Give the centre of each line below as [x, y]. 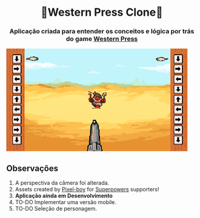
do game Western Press [102, 39]
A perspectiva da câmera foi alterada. [62, 183]
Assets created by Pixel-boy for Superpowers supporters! [87, 190]
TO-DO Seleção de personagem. [56, 209]
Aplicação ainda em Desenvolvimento [64, 196]
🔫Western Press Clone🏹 [102, 12]
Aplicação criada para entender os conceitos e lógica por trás [102, 31]
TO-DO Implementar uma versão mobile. [66, 202]
